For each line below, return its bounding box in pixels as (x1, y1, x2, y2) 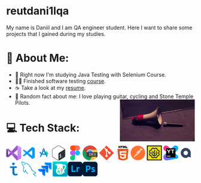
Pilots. (14, 99, 31, 106)
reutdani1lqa (6, 4, 69, 18)
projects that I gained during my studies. (6, 30, 106, 37)
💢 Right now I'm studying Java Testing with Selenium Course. (14, 71, 166, 78)
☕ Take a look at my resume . (14, 84, 86, 91)
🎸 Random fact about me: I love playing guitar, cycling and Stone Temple (14, 93, 194, 100)
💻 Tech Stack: (6, 121, 80, 135)
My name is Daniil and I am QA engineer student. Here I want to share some (6, 24, 193, 31)
